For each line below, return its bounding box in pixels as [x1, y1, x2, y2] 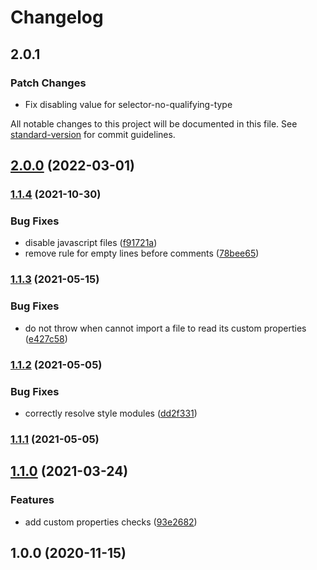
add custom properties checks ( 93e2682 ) [24, 516, 198, 528]
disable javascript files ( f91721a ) [24, 237, 158, 249]
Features [10, 493, 55, 507]
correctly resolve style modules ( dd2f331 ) [24, 407, 198, 419]
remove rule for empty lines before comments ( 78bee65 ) [24, 247, 260, 260]
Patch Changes [10, 76, 87, 90]
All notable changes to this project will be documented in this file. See [10, 117, 298, 130]
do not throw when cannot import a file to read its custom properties [24, 322, 307, 334]
